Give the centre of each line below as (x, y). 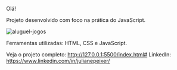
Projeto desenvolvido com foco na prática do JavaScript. (76, 20)
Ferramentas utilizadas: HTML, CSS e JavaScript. (66, 43)
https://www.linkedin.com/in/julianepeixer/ (58, 61)
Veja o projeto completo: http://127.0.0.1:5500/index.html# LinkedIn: (89, 55)
